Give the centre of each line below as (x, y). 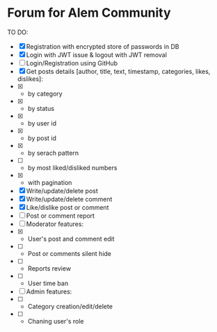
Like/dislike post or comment (67, 207)
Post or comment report (61, 216)
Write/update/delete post (62, 190)
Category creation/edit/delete (70, 306)
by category (45, 93)
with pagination (50, 182)
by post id (42, 138)
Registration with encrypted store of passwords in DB (103, 46)
